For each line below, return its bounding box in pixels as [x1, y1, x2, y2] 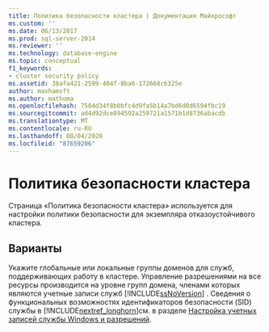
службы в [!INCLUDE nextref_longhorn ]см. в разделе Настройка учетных [8, 306, 257, 316]
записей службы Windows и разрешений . [8, 314, 152, 324]
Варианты [8, 242, 62, 255]
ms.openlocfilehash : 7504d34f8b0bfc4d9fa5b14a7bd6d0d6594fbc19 [8, 102, 226, 110]
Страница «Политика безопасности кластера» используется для [8, 201, 233, 211]
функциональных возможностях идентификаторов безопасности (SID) [8, 297, 252, 307]
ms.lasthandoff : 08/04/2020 [8, 132, 103, 140]
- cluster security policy [8, 72, 99, 80]
